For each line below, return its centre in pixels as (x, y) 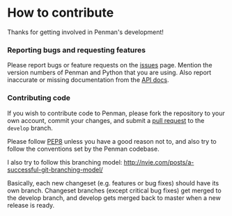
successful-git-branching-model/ (55, 169)
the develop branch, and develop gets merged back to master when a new (114, 198)
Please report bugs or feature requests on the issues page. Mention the (110, 65)
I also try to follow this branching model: (65, 162)
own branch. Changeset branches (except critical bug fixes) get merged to (114, 190)
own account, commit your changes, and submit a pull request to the (106, 120)
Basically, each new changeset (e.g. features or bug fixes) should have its (113, 183)
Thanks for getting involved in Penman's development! (85, 32)
